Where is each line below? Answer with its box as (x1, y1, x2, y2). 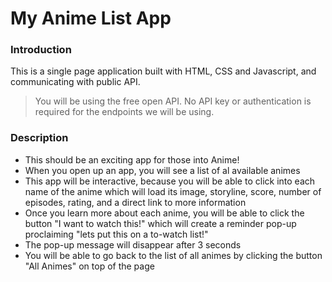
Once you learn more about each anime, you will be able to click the (24, 207, 305, 219)
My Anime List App (10, 7, 172, 30)
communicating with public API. (10, 76, 141, 88)
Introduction (10, 43, 72, 57)
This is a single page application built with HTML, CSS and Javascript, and (10, 65, 317, 77)
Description (10, 131, 69, 145)
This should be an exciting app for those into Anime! (24, 153, 240, 166)
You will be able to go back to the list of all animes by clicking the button (24, 249, 323, 261)
